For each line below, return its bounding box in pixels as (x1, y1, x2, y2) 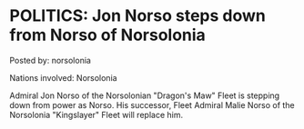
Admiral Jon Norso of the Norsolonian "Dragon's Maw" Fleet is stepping (9, 90, 280, 101)
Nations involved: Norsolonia (9, 72, 117, 83)
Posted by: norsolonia (9, 55, 91, 65)
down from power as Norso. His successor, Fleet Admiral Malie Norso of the (9, 99, 295, 110)
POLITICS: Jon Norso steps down (9, 5, 266, 26)
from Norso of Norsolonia (9, 25, 207, 45)
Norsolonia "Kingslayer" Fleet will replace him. (9, 109, 184, 120)
